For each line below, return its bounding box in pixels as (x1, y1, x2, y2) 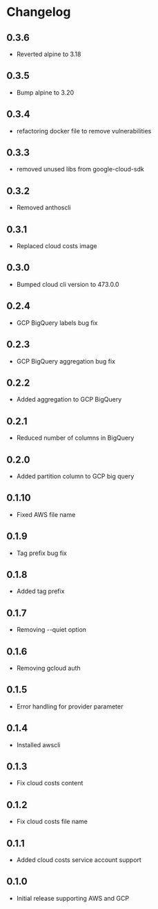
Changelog (6, 4, 71, 20)
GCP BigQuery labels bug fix (16, 319, 98, 327)
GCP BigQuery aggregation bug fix (16, 357, 115, 365)
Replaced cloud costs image (16, 242, 97, 250)
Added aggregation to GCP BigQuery (16, 395, 122, 404)
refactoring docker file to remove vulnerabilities (16, 126, 152, 135)
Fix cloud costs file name (16, 817, 88, 826)
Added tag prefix (16, 587, 65, 595)
